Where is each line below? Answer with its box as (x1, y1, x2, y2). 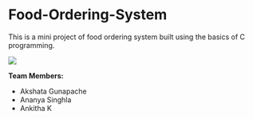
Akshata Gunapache (19, 86, 87, 96)
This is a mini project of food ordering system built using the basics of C (8, 32, 246, 42)
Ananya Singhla (19, 94, 72, 105)
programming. (8, 40, 55, 50)
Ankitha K (19, 103, 52, 113)
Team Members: (8, 70, 64, 81)
